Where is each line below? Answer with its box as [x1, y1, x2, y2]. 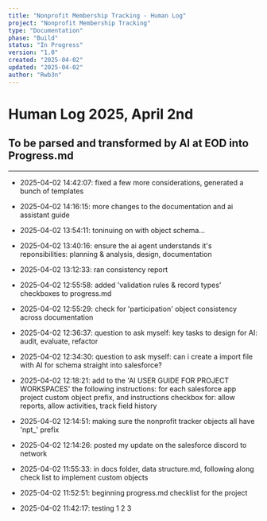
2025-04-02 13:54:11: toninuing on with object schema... [19, 225, 205, 235]
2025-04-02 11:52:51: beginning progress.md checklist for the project [19, 488, 248, 497]
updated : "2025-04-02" [8, 64, 83, 72]
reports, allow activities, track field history [19, 401, 157, 410]
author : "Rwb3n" [8, 71, 62, 79]
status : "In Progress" [8, 41, 83, 49]
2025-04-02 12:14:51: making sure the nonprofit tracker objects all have [19, 416, 255, 426]
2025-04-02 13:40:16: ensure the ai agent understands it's [19, 240, 212, 251]
